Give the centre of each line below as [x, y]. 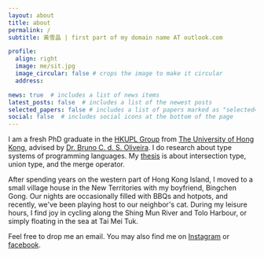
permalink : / [29, 30]
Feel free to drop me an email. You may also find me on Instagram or [119, 237]
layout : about [31, 15]
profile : [22, 52]
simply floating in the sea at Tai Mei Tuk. [73, 222]
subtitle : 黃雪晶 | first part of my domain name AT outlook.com [115, 37]
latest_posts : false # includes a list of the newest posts [110, 102]
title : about [29, 23]
